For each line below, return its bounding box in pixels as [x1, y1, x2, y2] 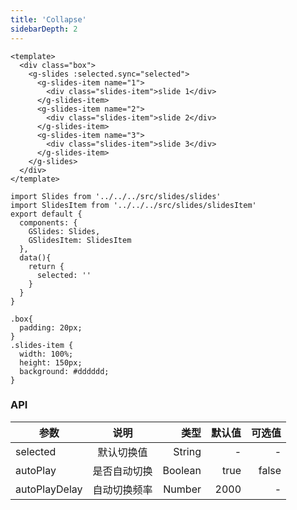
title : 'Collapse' [10, 14, 87, 25]
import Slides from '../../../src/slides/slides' [10, 191, 222, 201]
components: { [19, 217, 78, 228]
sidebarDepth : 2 [10, 24, 78, 34]
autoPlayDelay [15, 482, 83, 496]
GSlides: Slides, [28, 226, 101, 236]
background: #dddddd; [19, 366, 110, 376]
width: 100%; [19, 349, 74, 359]
